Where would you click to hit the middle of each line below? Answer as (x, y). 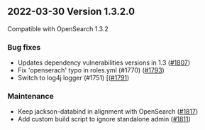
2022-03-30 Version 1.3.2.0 (71, 12)
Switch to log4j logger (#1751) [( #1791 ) (73, 78)
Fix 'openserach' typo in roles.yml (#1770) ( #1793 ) (91, 70)
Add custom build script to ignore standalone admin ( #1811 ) (104, 119)
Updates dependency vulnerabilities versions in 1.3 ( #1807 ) (104, 63)
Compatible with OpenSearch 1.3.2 (58, 28)
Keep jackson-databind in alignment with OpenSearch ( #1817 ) (108, 112)
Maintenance (31, 97)
